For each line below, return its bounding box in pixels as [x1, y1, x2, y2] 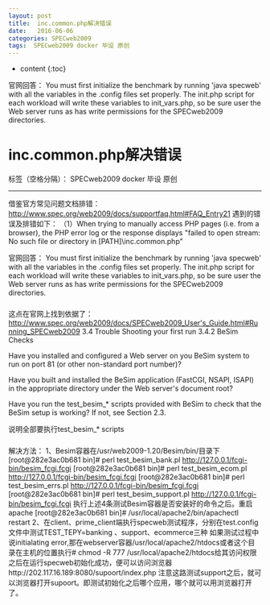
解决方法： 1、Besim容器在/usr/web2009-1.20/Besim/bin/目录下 [8, 445, 220, 455]
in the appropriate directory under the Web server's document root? [8, 383, 233, 393]
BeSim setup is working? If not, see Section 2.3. [8, 408, 166, 417]
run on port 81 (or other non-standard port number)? [8, 359, 182, 369]
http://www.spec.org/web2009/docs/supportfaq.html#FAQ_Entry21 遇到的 [8, 209, 254, 218]
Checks [8, 335, 34, 345]
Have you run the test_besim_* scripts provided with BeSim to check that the [8, 399, 262, 408]
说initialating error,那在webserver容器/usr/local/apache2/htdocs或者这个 [8, 537, 248, 547]
